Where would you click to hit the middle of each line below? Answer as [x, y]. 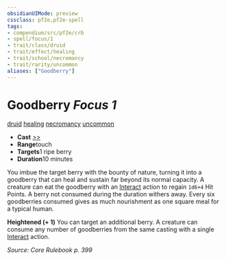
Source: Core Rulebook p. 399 [50, 250]
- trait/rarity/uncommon [42, 65]
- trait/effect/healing [41, 52]
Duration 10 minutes [45, 159]
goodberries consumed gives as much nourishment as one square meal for [113, 202]
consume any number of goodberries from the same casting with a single [111, 229]
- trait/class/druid [37, 45]
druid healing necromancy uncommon [61, 124]
